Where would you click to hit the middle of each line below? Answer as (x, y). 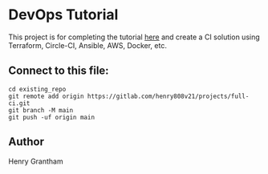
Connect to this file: (59, 71)
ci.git (19, 103)
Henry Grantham (36, 161)
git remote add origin (46, 96)
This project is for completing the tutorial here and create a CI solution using (134, 37)
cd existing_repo (37, 89)
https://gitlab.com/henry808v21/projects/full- (168, 96)
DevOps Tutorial (63, 15)
